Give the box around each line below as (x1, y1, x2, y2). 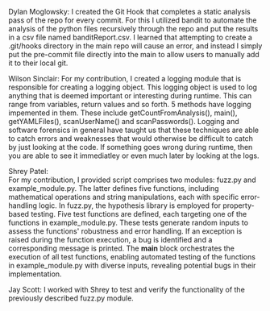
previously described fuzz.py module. (8, 293, 135, 303)
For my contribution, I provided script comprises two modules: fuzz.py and (8, 175, 256, 185)
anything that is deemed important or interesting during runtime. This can (8, 91, 252, 100)
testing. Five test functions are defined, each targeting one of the (31, 209, 247, 218)
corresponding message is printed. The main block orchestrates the (8, 243, 235, 253)
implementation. (8, 269, 62, 279)
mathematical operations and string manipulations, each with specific (8, 193, 239, 201)
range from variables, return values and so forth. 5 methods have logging (8, 100, 251, 109)
